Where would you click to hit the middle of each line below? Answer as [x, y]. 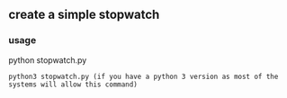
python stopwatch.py [48, 60]
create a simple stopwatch [84, 15]
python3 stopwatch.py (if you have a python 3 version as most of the [143, 76]
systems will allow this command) [73, 85]
